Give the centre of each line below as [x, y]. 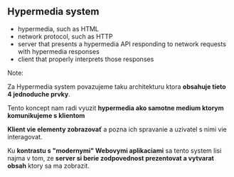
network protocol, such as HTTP [65, 36]
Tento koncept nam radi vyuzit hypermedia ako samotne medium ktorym [116, 108]
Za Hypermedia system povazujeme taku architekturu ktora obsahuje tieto [117, 86]
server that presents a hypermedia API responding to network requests [122, 44]
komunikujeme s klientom [46, 115]
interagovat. [25, 136]
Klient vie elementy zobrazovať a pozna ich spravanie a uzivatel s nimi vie [117, 129]
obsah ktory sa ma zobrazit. [49, 166]
